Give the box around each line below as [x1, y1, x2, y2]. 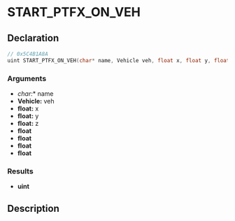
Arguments [7, 73, 47, 83]
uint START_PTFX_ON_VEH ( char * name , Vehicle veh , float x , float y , [7, 57, 211, 64]
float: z [17, 120, 39, 128]
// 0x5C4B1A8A [7, 50, 49, 57]
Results [7, 166, 34, 176]
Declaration [7, 32, 59, 44]
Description [7, 202, 59, 214]
